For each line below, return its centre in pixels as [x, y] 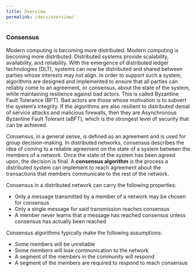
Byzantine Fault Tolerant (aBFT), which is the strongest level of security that [97, 118]
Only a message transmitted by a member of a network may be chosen [100, 196]
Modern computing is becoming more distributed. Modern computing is [92, 50]
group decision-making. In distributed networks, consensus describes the [95, 142]
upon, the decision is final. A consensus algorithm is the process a [87, 161]
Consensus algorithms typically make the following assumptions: [84, 233]
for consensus [32, 202]
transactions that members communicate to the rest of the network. [88, 174]
